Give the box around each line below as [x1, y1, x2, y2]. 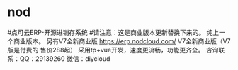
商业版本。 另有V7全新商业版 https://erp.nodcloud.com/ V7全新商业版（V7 [13, 36, 231, 45]
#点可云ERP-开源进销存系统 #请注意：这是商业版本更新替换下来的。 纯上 [7, 28, 220, 36]
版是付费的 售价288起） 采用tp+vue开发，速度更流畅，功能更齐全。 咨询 [7, 45, 219, 54]
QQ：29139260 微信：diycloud [19, 54, 110, 63]
